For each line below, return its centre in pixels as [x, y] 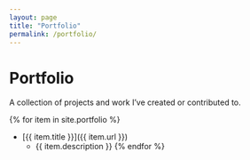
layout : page [33, 17]
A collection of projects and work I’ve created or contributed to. [125, 102]
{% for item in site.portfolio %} [65, 120]
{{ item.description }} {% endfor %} [100, 147]
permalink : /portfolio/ [53, 34]
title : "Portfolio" [45, 26]
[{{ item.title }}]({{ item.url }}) [75, 137]
